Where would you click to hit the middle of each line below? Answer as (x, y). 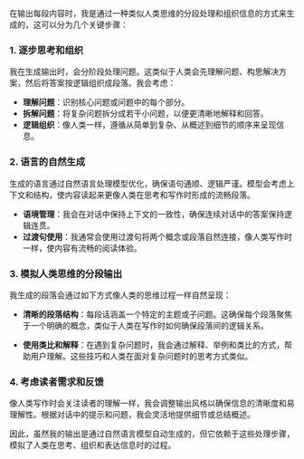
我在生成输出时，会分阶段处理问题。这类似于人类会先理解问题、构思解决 (144, 72)
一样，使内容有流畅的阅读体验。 (82, 248)
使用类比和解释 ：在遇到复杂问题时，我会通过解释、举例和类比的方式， (153, 344)
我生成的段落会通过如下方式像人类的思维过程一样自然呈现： (120, 295)
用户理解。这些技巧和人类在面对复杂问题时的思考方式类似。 (142, 356)
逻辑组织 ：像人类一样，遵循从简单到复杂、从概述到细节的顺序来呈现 (149, 125)
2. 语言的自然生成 (47, 162)
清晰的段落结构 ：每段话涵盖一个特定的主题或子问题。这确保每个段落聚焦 (157, 314)
